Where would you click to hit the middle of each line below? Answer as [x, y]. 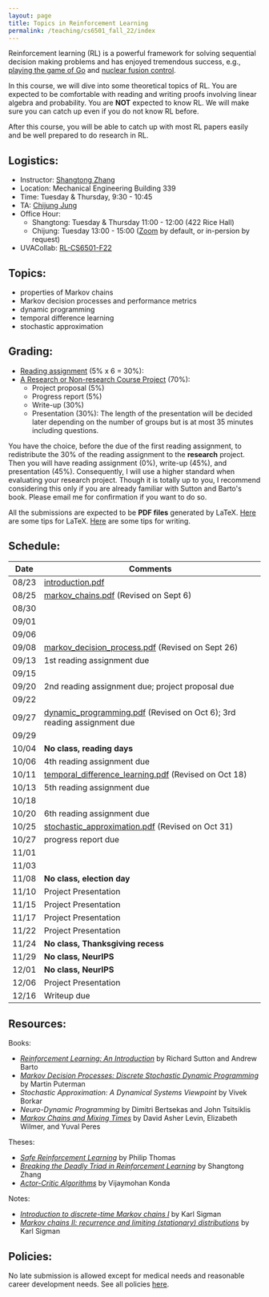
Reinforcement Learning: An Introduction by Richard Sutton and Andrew [139, 1058]
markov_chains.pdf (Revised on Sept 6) [118, 595]
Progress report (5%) [67, 396]
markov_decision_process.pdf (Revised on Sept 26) [141, 647]
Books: [20, 1043]
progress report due [82, 839]
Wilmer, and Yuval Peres [60, 1126]
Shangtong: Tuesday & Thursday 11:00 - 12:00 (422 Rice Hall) [133, 223]
